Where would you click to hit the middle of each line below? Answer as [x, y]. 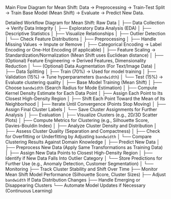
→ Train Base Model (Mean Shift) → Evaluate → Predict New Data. [75, 13]
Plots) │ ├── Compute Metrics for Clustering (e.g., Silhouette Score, [77, 120]
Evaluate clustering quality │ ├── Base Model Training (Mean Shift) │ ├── [84, 82]
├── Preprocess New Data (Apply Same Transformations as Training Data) [84, 147]
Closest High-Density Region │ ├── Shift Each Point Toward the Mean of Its [85, 98]
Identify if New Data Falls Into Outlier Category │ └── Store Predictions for [84, 158]
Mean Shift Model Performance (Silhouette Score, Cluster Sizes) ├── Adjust [86, 175]
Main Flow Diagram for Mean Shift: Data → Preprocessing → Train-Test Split [85, 7]
